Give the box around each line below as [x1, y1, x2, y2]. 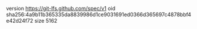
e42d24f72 [6, 17, 34, 24]
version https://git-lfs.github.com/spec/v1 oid [6, 5, 116, 12]
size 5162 [34, 17, 58, 24]
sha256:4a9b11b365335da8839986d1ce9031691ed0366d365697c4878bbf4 [6, 11, 192, 18]
